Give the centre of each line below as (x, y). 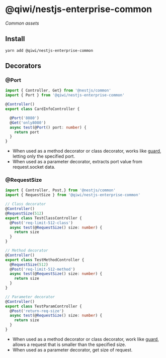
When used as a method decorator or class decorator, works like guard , (87, 151)
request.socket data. (34, 167)
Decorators (23, 66)
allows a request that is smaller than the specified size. (69, 344)
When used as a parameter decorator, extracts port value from (77, 162)
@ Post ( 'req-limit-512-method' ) (43, 269)
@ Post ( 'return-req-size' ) (37, 311)
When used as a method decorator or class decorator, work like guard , (86, 339)
